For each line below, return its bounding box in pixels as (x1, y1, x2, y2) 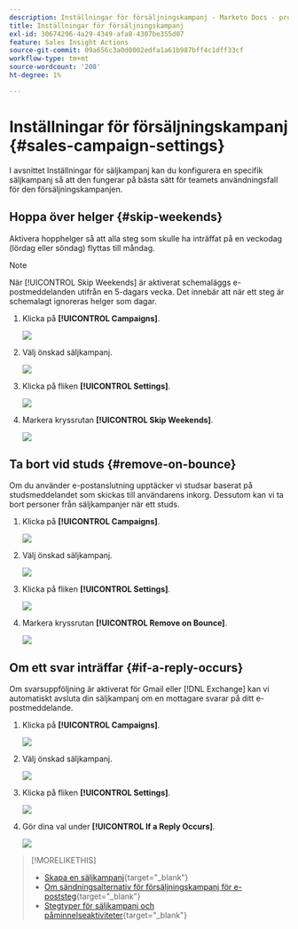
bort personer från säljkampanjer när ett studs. (9, 499, 180, 510)
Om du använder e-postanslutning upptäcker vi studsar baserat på (9, 480, 253, 491)
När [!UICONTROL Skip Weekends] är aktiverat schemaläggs (9, 277, 231, 287)
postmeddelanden (9, 286, 76, 297)
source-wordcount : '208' (9, 63, 101, 72)
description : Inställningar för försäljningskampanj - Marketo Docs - (9, 12, 276, 22)
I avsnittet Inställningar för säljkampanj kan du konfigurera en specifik (9, 165, 263, 176)
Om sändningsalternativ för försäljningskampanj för (43, 882, 232, 893)
